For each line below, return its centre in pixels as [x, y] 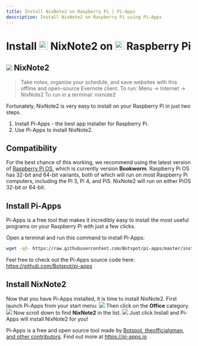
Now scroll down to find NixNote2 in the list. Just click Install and [96, 312]
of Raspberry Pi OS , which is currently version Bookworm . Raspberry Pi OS [98, 169]
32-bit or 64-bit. [26, 187]
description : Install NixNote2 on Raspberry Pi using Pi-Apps [84, 17]
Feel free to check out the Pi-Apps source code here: [71, 260]
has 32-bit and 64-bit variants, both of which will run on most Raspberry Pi [97, 175]
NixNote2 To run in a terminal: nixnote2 [68, 94]
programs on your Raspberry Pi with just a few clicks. [71, 227]
